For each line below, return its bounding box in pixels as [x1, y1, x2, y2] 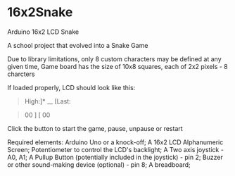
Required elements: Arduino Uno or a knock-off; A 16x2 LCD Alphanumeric [7, 138, 224, 146]
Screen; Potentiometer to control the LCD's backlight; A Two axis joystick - [7, 145, 224, 153]
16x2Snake [7, 4, 73, 20]
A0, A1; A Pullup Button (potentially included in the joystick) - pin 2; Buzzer [7, 153, 224, 161]
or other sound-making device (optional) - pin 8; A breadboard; [7, 160, 191, 169]
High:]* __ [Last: [24, 96, 72, 106]
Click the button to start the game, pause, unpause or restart [7, 124, 183, 132]
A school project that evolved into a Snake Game [7, 41, 148, 49]
